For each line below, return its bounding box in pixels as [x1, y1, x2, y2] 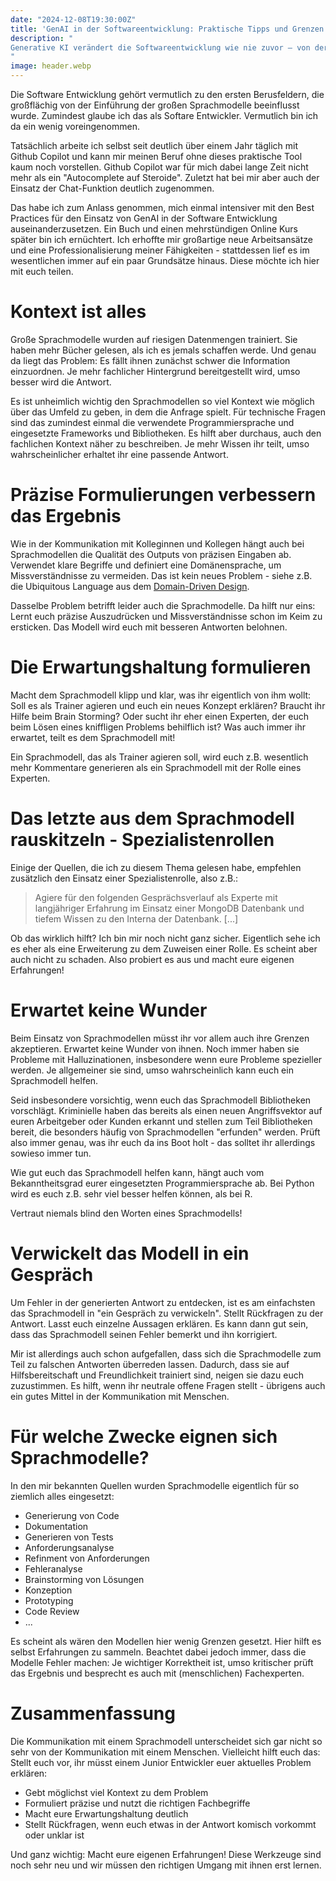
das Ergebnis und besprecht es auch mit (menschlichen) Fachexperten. [10, 1667, 305, 1679]
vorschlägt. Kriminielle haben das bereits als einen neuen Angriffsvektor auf [10, 1104, 323, 1116]
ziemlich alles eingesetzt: [10, 1490, 115, 1502]
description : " [10, 33, 74, 43]
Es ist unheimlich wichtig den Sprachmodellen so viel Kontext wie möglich [10, 395, 315, 407]
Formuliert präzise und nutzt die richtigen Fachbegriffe [24, 1797, 251, 1809]
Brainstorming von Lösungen [24, 1573, 145, 1585]
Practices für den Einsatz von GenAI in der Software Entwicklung [10, 212, 278, 224]
